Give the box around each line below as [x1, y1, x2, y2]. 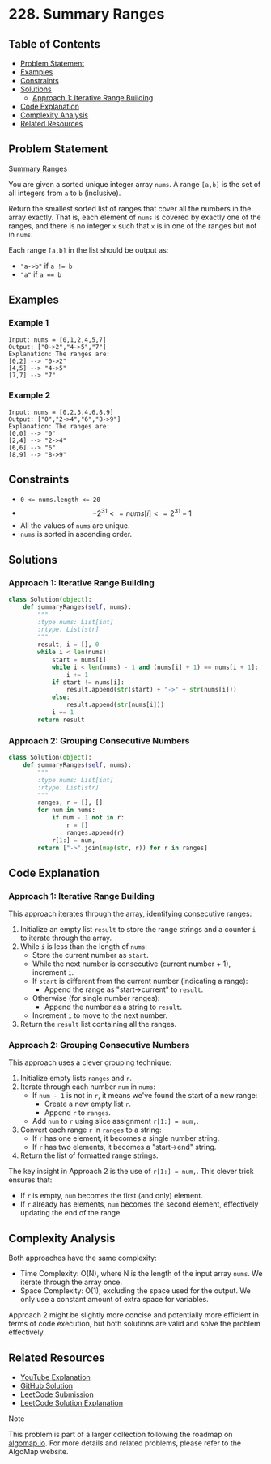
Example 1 [8, 317, 49, 329]
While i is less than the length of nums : [19, 942, 148, 951]
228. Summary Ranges [8, 5, 165, 23]
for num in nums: [37, 806, 95, 815]
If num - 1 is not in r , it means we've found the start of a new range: [32, 1091, 258, 1100]
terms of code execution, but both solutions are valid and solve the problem [8, 1319, 260, 1329]
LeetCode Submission [19, 1390, 95, 1399]
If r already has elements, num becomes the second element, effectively [19, 1199, 259, 1209]
